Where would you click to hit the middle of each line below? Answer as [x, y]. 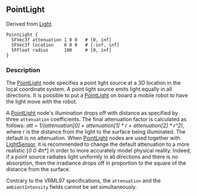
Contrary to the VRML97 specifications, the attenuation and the [84, 181]
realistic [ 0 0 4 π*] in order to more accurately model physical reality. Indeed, [99, 151]
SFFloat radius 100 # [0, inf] [61, 50]
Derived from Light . [29, 24]
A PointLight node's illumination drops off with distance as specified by [92, 113]
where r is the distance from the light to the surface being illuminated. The [96, 132]
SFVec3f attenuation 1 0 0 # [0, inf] [61, 40]
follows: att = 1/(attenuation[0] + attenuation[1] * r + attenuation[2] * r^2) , [95, 125]
